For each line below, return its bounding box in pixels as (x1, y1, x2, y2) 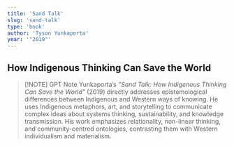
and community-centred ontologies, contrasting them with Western (24, 124, 218, 133)
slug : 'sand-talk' (7, 17, 61, 24)
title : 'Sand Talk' (7, 10, 64, 17)
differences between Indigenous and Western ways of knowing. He (24, 95, 219, 103)
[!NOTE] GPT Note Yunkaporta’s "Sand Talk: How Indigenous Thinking (24, 80, 227, 88)
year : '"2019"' (7, 36, 52, 43)
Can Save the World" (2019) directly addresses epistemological (24, 88, 207, 96)
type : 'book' (7, 23, 45, 30)
